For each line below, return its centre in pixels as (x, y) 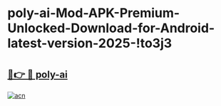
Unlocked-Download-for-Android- (111, 28)
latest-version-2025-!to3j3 (90, 43)
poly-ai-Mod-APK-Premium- (94, 13)
